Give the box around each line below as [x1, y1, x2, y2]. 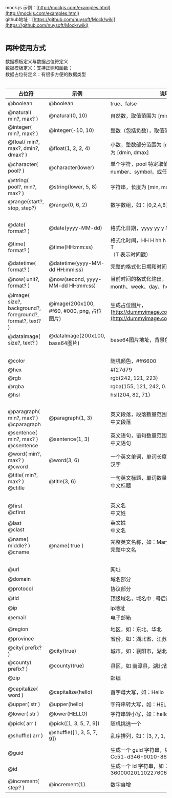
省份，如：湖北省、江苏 [110, 635, 167, 642]
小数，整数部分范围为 [110, 141, 162, 148]
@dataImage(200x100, [49, 332, 106, 339]
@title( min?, [8, 471, 38, 479]
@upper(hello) [49, 700, 84, 708]
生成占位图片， [110, 301, 147, 309]
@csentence [8, 442, 38, 449]
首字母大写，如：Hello [110, 689, 164, 696]
